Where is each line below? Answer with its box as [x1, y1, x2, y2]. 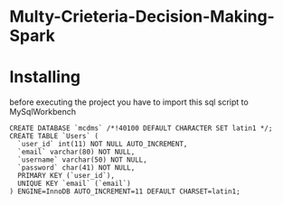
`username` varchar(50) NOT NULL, [17, 155, 147, 164]
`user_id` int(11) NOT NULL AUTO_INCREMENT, [17, 140, 188, 149]
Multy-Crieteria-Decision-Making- [9, 6, 276, 27]
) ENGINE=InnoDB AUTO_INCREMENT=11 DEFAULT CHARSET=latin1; [9, 187, 241, 196]
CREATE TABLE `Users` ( [9, 132, 99, 141]
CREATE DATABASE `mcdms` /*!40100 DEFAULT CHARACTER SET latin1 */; [9, 124, 273, 133]
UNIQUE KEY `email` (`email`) [17, 179, 131, 189]
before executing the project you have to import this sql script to [9, 97, 249, 107]
